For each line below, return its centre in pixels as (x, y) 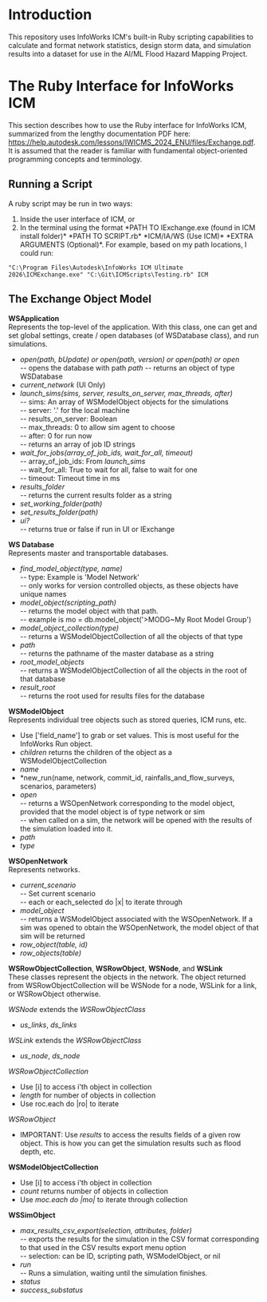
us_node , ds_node (50, 1055)
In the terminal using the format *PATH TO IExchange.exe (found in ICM (137, 227)
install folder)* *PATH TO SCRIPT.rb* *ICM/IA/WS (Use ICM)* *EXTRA (136, 236)
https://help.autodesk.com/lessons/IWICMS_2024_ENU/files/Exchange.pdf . (132, 142)
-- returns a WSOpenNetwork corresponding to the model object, (127, 803)
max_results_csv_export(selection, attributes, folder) (106, 1230)
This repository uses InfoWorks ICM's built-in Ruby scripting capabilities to (131, 37)
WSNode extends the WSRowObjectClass (77, 1009)
